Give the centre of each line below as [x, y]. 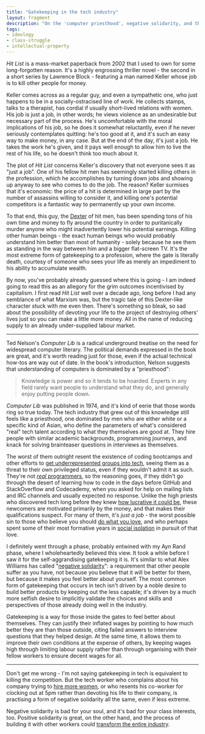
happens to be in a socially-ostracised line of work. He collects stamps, [96, 101]
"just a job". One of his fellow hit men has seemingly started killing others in [101, 171]
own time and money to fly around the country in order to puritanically [95, 222]
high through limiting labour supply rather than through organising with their [102, 649]
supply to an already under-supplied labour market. [71, 325]
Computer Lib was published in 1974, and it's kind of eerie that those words [101, 406]
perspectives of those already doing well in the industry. [77, 605]
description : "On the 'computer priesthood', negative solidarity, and [99, 23]
